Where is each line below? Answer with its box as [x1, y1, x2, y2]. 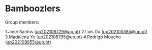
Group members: [5, 19, 39, 25]
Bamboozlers [5, 3, 61, 14]
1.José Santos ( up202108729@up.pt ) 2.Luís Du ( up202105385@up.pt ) [5, 28, 148, 34]
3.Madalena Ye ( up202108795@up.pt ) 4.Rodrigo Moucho [5, 34, 121, 40]
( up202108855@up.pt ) [5, 39, 51, 45]
